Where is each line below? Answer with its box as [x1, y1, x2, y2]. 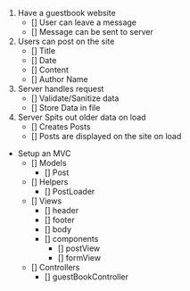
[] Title [30, 46, 56, 56]
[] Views [30, 195, 62, 206]
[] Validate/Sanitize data [30, 93, 120, 104]
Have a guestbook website [17, 8, 116, 18]
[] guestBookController [44, 271, 129, 282]
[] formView [57, 253, 101, 262]
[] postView [57, 243, 101, 254]
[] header [44, 205, 78, 215]
